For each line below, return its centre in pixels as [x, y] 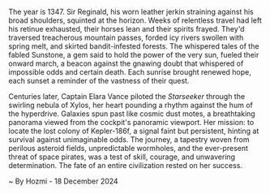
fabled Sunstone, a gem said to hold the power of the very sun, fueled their [134, 55]
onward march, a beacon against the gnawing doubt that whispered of [126, 63]
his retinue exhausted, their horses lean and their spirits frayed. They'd [126, 29]
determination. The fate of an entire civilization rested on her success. [126, 165]
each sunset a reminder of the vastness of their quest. [99, 81]
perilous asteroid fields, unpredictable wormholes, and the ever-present [129, 148]
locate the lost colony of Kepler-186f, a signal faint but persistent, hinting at [134, 131]
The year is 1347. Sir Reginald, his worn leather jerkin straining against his [131, 12]
